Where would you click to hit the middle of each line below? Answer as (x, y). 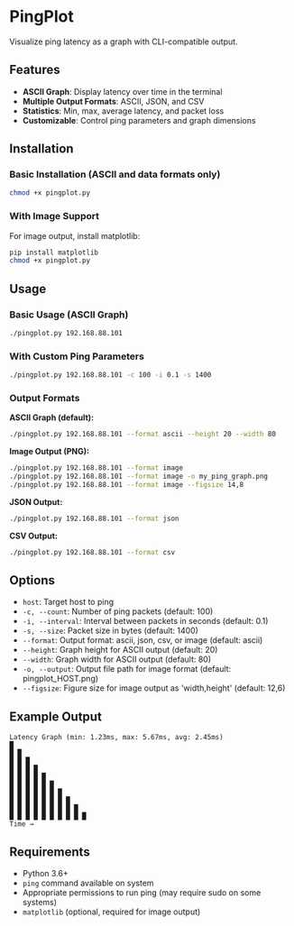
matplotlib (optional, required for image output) (111, 912)
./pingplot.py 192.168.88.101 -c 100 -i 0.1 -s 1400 (110, 375)
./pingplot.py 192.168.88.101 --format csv (92, 552)
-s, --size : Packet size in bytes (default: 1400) (110, 631)
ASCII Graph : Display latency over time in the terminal (122, 91)
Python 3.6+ (46, 874)
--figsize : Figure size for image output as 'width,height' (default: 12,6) (154, 688)
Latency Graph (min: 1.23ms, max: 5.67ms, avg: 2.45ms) (116, 738)
